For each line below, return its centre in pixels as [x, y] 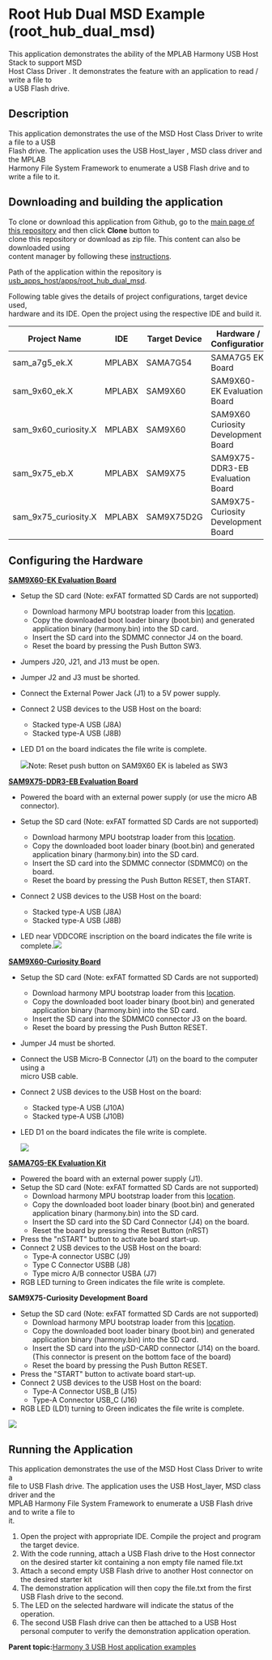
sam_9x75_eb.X [43, 473]
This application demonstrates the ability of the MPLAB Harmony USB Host [134, 54]
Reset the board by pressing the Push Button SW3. [117, 646]
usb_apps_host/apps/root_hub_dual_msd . [78, 280]
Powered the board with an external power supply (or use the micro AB [138, 797]
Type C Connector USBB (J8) [81, 1265]
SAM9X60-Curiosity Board [55, 962]
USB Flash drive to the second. [72, 1597]
